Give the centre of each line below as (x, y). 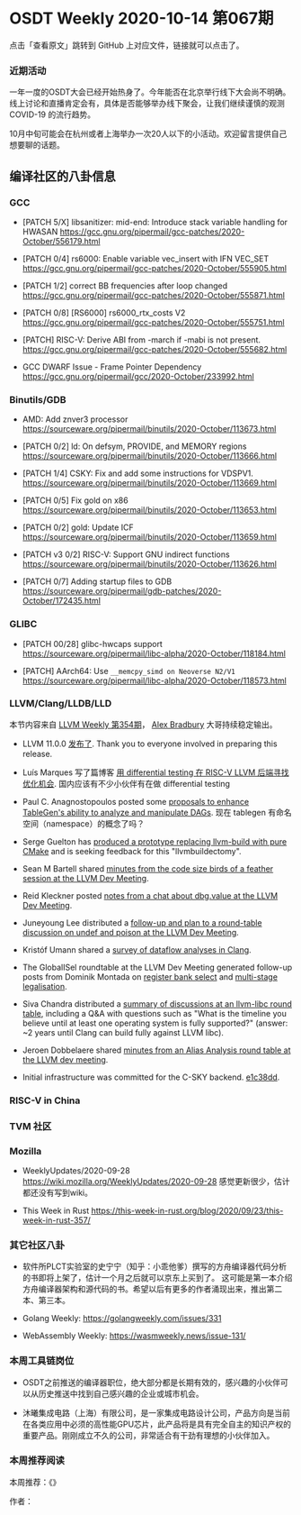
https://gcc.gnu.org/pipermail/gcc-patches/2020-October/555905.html (155, 268)
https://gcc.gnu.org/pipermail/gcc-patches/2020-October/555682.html (155, 349)
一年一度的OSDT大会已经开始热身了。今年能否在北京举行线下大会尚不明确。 (150, 92)
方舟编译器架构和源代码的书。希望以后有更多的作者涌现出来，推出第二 (152, 1289)
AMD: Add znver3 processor (75, 419)
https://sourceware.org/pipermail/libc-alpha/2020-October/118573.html (155, 680)
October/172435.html (62, 601)
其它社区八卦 (37, 1245)
